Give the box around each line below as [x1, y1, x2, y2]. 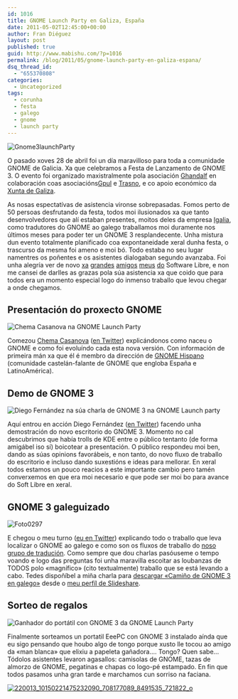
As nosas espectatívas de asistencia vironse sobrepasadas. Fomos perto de [7, 200, 230, 208]
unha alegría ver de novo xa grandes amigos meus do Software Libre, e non [7, 260, 229, 269]
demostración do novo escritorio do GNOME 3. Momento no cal [7, 427, 194, 436]
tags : [7, 90, 23, 97]
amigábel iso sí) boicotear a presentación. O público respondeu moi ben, [7, 442, 220, 452]
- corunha [13, 97, 43, 104]
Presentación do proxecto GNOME [7, 304, 162, 316]
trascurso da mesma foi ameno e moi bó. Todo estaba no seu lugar [7, 245, 204, 254]
